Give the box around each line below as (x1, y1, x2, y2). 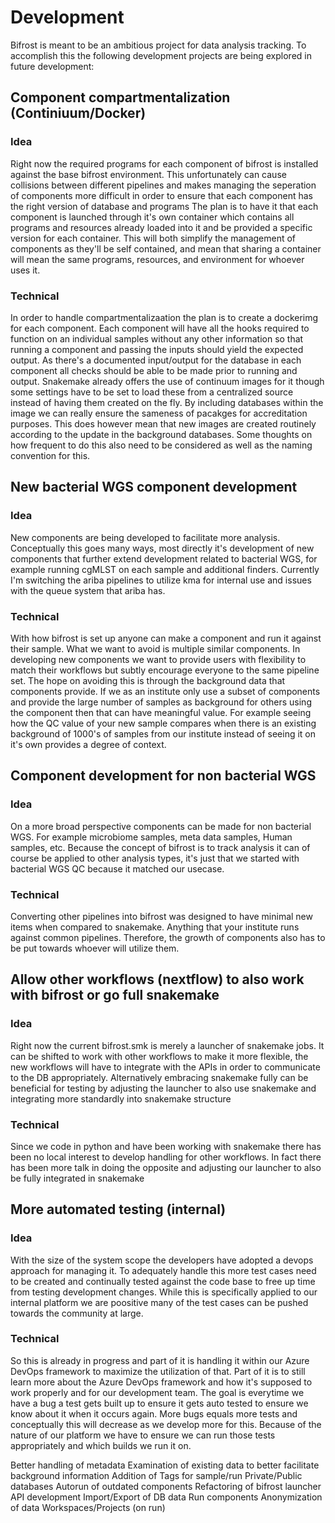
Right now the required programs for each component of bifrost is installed (10, 157, 319, 170)
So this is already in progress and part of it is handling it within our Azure (10, 1354, 310, 1366)
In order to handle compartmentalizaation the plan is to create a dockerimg (10, 311, 319, 323)
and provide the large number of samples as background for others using (10, 696, 312, 708)
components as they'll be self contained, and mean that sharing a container (10, 242, 322, 255)
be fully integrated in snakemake (10, 1172, 145, 1184)
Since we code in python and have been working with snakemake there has (10, 1140, 322, 1152)
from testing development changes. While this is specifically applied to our (10, 1286, 318, 1298)
